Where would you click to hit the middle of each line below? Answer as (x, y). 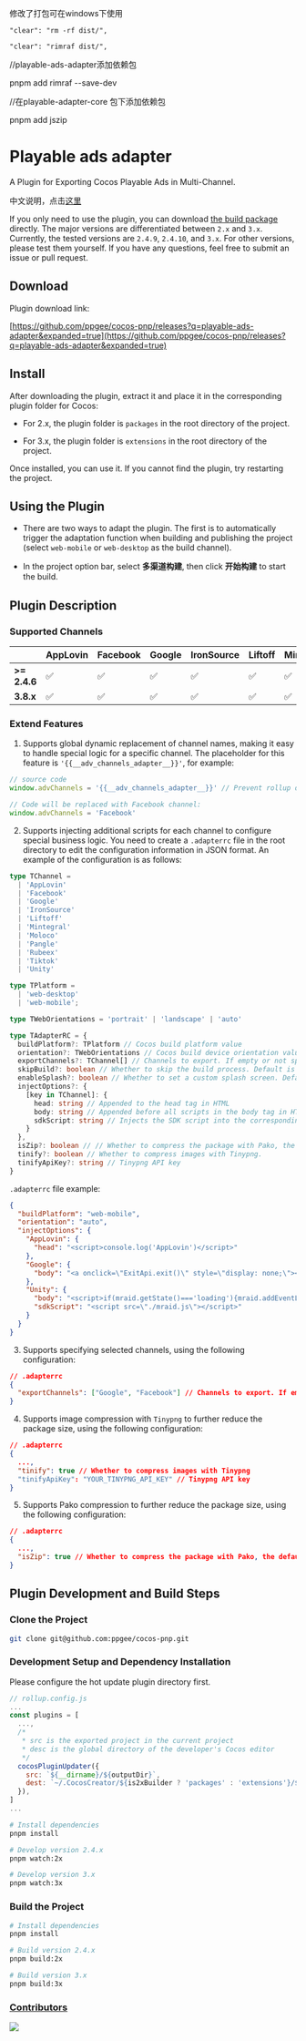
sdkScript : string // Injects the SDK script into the (140, 1120)
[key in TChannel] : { (66, 1095)
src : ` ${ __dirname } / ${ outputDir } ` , (93, 1775)
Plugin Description (63, 605)
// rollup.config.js (49, 1698)
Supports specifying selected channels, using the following (134, 1349)
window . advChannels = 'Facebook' (73, 813)
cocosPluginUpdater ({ (59, 1766)
